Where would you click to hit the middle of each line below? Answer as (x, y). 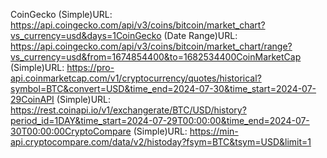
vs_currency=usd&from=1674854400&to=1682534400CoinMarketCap (156, 57)
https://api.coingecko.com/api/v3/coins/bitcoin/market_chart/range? (151, 46)
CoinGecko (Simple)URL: (61, 14)
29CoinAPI (32, 99)
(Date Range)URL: (200, 35)
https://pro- (90, 67)
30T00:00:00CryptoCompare (71, 131)
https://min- (214, 131)
